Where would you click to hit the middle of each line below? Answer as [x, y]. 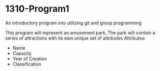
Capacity [22, 53]
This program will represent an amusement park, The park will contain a [80, 32]
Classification [27, 64]
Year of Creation [30, 58]
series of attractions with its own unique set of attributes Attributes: [75, 38]
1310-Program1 [37, 9]
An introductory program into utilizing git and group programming [73, 23]
